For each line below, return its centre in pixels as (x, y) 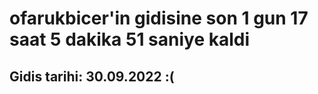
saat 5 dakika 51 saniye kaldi (130, 39)
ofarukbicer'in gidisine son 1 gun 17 (159, 18)
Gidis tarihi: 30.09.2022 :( (92, 76)
